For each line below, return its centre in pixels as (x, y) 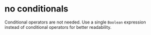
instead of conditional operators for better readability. (58, 27)
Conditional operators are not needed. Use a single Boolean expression (75, 22)
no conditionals (36, 9)
